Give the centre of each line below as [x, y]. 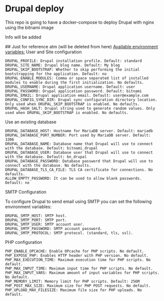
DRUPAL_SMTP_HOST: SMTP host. [36, 216]
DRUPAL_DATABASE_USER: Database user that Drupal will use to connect [79, 152]
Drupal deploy [34, 9]
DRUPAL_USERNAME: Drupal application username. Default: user [70, 87]
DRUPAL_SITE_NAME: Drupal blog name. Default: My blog [63, 65]
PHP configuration [24, 242]
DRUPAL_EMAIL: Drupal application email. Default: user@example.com [77, 95]
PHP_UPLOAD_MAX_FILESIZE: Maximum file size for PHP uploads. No [73, 290]
